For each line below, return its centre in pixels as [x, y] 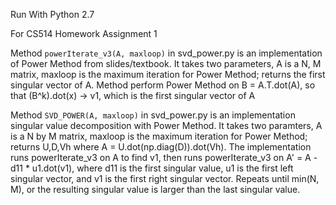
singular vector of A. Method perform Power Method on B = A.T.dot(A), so [163, 85]
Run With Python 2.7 [52, 14]
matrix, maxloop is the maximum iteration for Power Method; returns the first [168, 74]
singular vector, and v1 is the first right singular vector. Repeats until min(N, [165, 178]
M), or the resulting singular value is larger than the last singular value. [155, 189]
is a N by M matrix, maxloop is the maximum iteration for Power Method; [159, 136]
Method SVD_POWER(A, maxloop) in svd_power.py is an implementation [153, 115]
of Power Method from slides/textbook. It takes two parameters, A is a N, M [166, 63]
